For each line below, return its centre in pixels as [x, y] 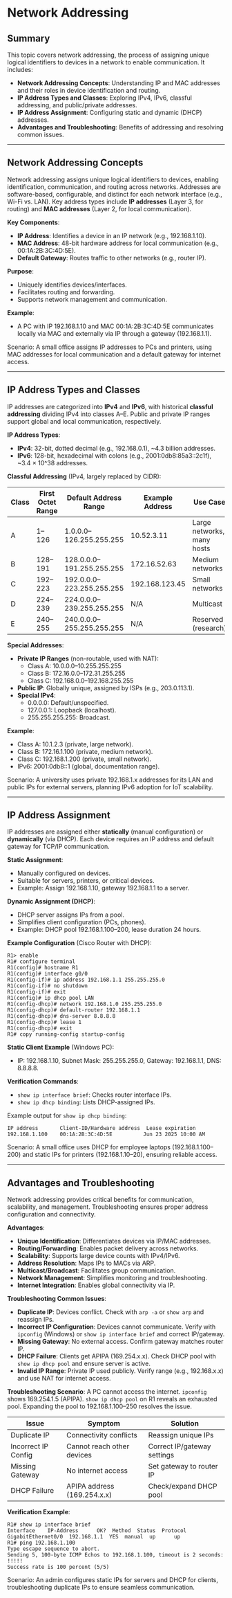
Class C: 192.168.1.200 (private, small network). [84, 759]
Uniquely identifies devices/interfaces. [72, 285]
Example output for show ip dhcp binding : [67, 1115]
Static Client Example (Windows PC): [61, 1048]
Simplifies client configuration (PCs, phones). [81, 922]
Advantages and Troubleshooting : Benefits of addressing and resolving [120, 127]
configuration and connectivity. [51, 1214]
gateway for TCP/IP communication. [59, 847]
